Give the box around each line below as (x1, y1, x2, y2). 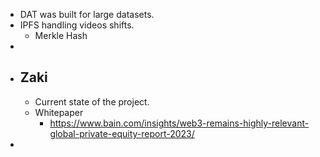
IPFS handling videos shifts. (19, 19, 135, 31)
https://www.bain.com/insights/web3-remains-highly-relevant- (49, 117, 310, 129)
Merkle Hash (34, 30, 88, 41)
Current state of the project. (34, 95, 150, 108)
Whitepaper (34, 106, 84, 118)
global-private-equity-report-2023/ (49, 127, 195, 139)
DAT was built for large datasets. (19, 9, 155, 20)
